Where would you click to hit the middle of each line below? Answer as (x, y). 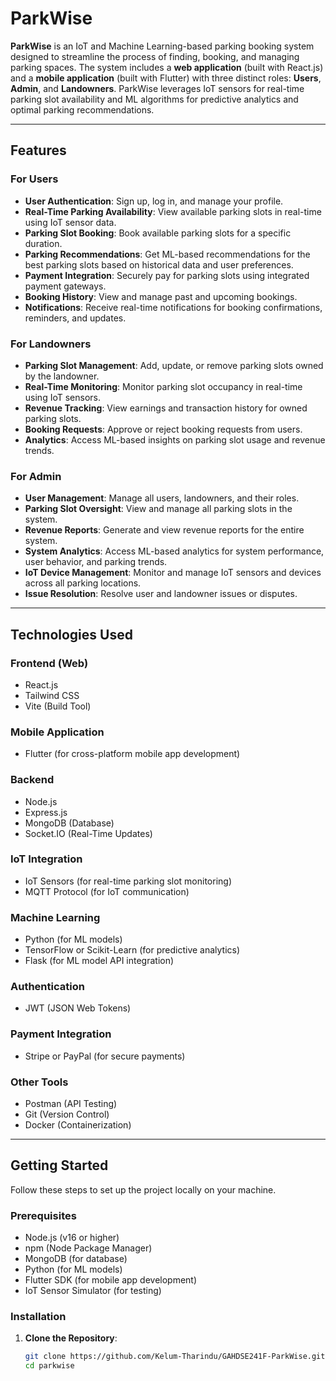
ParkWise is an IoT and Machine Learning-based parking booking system (162, 46)
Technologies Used (71, 634)
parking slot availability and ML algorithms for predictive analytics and (154, 99)
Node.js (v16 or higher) (72, 1238)
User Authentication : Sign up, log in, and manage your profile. (154, 201)
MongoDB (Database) (69, 823)
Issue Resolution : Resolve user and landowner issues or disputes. (161, 594)
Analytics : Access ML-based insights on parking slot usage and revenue (175, 439)
